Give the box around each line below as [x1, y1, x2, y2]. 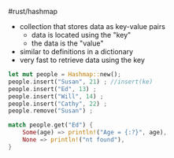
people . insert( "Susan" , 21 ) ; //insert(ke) [8, 78, 154, 86]
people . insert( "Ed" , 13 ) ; [8, 85, 97, 93]
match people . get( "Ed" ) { [8, 121, 93, 129]
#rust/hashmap [8, 7, 57, 16]
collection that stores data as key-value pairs [19, 22, 165, 31]
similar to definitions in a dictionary [19, 47, 134, 56]
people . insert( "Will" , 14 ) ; [8, 92, 104, 101]
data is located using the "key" [31, 31, 131, 39]
